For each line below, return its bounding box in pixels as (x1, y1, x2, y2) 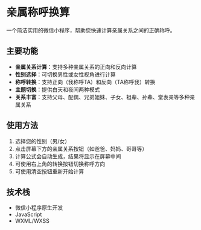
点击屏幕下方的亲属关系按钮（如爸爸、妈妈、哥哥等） (14, 145, 148, 152)
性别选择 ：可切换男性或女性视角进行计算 (14, 71, 116, 78)
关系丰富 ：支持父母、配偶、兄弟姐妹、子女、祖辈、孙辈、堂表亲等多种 (14, 93, 190, 100)
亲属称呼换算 (6, 5, 71, 19)
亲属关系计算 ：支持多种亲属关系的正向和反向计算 (14, 63, 137, 70)
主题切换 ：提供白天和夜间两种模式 (14, 86, 100, 93)
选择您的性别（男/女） (14, 137, 71, 145)
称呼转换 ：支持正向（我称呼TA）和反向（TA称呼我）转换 (14, 78, 156, 85)
